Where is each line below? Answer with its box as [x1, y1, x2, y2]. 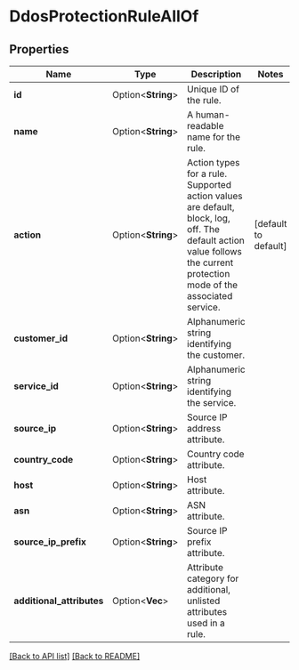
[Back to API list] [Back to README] [9, 651, 141, 661]
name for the [186, 131, 241, 143]
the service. [186, 397, 237, 408]
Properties [9, 42, 69, 57]
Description [190, 69, 242, 80]
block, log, [186, 212, 230, 224]
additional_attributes [13, 594, 104, 607]
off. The [186, 223, 221, 235]
